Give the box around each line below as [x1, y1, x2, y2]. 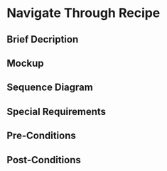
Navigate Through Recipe [6, 5, 161, 21]
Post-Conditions [6, 154, 81, 166]
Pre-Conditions [6, 130, 76, 142]
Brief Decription [6, 33, 79, 45]
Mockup [6, 57, 44, 69]
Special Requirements [6, 105, 107, 118]
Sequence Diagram [6, 82, 93, 94]
